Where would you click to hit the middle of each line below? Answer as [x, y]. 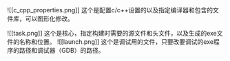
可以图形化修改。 [49, 19]
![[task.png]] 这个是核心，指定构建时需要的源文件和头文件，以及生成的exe [112, 33]
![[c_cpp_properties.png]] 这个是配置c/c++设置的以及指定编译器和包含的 [110, 10]
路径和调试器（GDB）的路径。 [62, 50]
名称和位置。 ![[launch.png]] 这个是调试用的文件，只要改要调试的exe [116, 42]
